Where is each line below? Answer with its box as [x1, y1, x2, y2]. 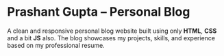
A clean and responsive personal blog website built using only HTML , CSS [7, 27, 217, 35]
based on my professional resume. [7, 41, 105, 49]
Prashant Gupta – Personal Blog [7, 4, 190, 20]
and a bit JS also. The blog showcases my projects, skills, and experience [7, 33, 216, 42]
